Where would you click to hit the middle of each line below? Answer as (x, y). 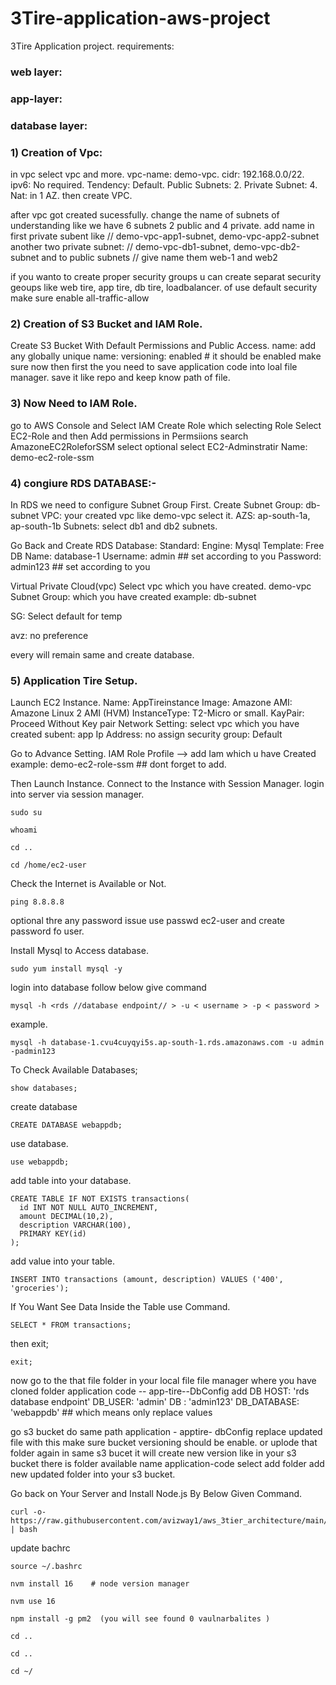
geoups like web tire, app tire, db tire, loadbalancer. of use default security (164, 287)
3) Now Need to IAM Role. (74, 404)
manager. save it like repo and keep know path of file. (120, 378)
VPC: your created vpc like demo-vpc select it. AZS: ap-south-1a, (176, 515)
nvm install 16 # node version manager (100, 1584)
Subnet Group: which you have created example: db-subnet (133, 596)
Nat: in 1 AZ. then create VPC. (71, 195)
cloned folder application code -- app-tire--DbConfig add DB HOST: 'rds (160, 1391)
